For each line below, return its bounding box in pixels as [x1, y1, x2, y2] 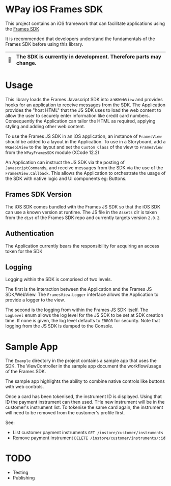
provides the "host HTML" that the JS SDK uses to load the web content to [5, 107, 161, 113]
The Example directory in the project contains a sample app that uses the [5, 357, 157, 364]
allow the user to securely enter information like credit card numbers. [5, 112, 150, 118]
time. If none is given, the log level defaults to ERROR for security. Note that [5, 318, 160, 324]
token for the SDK [5, 248, 43, 254]
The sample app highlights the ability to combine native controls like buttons [5, 378, 165, 384]
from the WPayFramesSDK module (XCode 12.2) [5, 149, 100, 156]
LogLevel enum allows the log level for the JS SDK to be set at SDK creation [5, 312, 164, 318]
